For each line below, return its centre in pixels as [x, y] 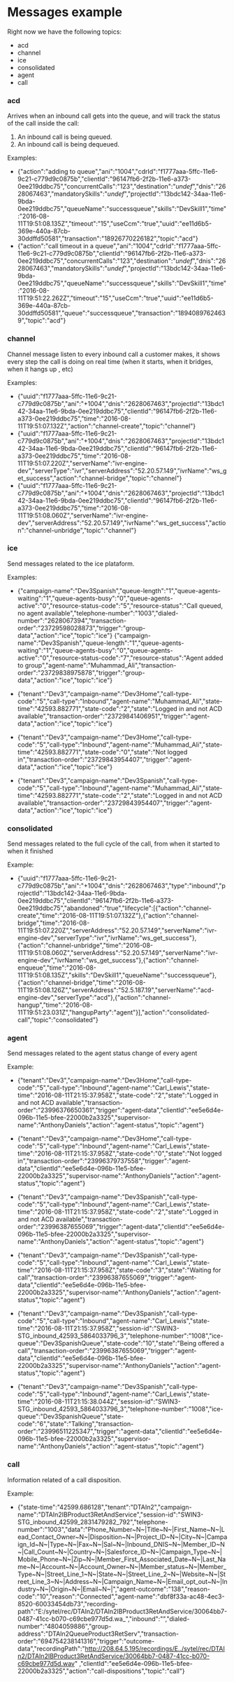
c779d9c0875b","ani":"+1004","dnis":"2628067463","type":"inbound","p [121, 886]
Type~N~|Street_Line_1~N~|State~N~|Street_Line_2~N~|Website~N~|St [121, 1574]
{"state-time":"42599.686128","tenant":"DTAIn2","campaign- [104, 1507]
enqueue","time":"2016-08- [57, 968]
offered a [211, 1343]
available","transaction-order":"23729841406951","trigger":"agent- [114, 716]
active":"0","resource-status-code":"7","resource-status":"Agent [110, 658]
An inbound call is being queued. [65, 137]
